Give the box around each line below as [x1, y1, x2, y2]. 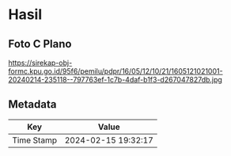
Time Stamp [12, 135, 58, 146]
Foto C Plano [8, 37, 72, 51]
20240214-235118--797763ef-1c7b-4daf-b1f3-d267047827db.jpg [8, 75, 223, 84]
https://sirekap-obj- [8, 58, 73, 67]
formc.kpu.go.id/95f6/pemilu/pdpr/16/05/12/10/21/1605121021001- [8, 67, 223, 76]
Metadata [8, 97, 57, 112]
